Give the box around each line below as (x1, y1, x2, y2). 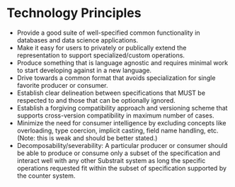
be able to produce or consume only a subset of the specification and (16, 149, 221, 157)
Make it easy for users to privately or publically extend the (16, 43, 187, 52)
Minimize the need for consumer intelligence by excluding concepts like (16, 118, 227, 127)
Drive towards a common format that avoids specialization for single (16, 73, 216, 82)
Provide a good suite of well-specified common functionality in (16, 28, 200, 37)
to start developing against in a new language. (16, 66, 152, 74)
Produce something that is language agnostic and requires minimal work (16, 58, 228, 67)
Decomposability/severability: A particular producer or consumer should (16, 141, 228, 149)
